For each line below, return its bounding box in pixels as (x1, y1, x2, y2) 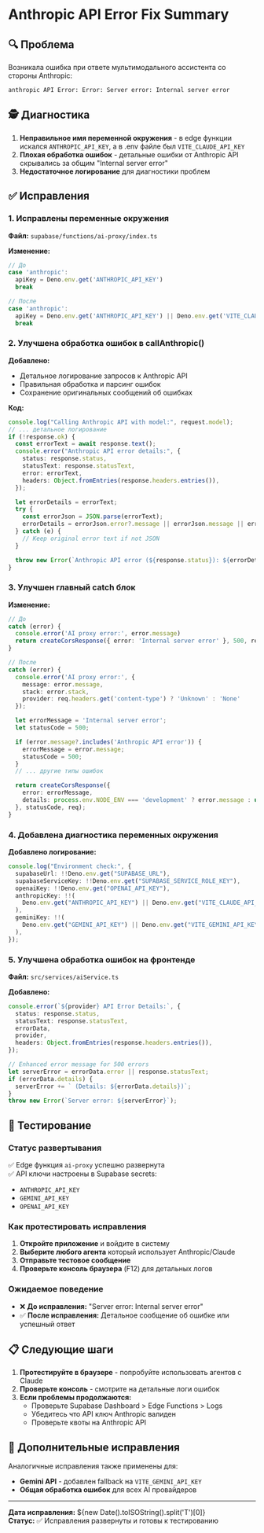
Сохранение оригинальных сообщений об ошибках (19, 388, 193, 397)
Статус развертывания (8, 1142, 102, 1153)
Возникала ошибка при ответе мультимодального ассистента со (8, 63, 226, 72)
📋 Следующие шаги (8, 1343, 114, 1356)
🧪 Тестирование (8, 1119, 92, 1132)
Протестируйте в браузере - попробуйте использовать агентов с (19, 1368, 242, 1377)
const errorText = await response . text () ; (15, 440, 156, 448)
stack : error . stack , (22, 688, 90, 696)
